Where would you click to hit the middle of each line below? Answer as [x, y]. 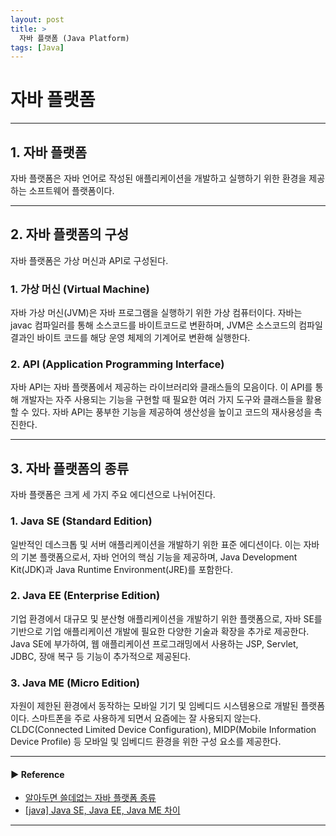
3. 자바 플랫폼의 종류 [69, 468]
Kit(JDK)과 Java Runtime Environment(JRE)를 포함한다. [121, 569]
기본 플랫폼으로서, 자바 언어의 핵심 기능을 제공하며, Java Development [159, 557]
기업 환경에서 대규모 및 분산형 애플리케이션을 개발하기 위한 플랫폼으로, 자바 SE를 [166, 618]
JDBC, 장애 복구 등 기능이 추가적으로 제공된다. [101, 656]
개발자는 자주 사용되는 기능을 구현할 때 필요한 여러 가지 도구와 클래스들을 [162, 400]
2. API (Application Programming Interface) [117, 364]
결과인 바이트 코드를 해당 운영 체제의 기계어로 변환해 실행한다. [130, 338]
